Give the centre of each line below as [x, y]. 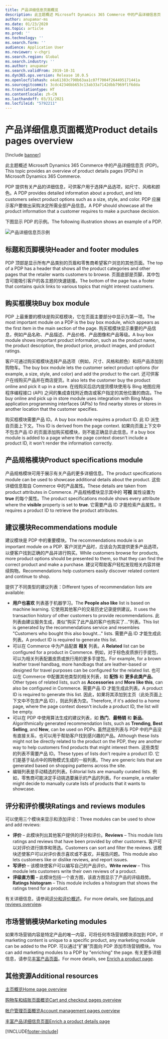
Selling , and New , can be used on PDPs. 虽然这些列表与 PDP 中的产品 [85, 729]
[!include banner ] [23, 155]
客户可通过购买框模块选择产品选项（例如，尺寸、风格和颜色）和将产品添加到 [84, 361]
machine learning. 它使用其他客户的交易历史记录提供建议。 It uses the [84, 609]
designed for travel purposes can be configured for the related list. [81, 671]
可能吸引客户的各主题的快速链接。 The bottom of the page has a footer [82, 280]
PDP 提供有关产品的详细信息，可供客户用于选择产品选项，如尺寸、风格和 [80, 187]
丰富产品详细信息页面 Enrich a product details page [58, 1021]
